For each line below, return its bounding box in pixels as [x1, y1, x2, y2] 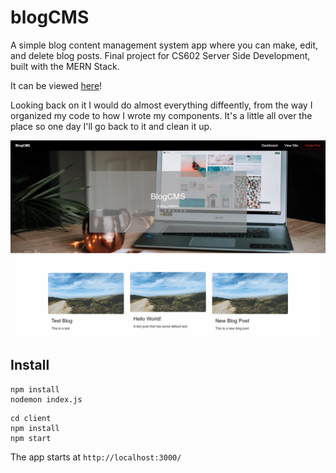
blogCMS [10, 6, 90, 29]
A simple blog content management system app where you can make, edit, [10, 39, 319, 51]
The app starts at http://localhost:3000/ [10, 451, 182, 463]
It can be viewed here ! [10, 79, 103, 91]
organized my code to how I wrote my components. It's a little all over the [10, 109, 313, 121]
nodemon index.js [10, 394, 83, 405]
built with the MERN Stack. [10, 60, 120, 72]
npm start [10, 433, 52, 443]
